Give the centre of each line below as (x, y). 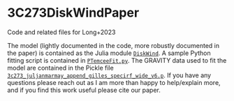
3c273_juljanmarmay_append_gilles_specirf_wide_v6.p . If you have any (109, 75)
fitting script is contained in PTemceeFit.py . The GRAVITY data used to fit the (117, 60)
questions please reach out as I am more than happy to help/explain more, (114, 82)
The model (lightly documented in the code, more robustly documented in (114, 45)
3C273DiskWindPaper (73, 13)
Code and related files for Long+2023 (61, 32)
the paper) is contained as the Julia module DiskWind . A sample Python (109, 53)
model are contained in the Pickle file (60, 68)
